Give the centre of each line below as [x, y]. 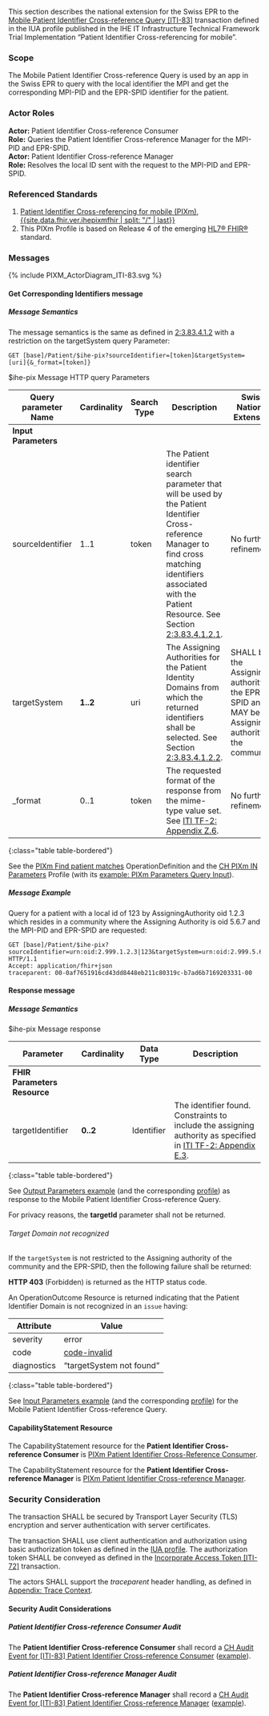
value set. [203, 811]
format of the [191, 780]
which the [185, 697]
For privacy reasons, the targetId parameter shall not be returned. [117, 1215]
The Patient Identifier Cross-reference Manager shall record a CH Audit [128, 1694]
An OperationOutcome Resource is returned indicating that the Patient [124, 1297]
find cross [185, 554]
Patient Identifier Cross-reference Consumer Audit [95, 1627]
